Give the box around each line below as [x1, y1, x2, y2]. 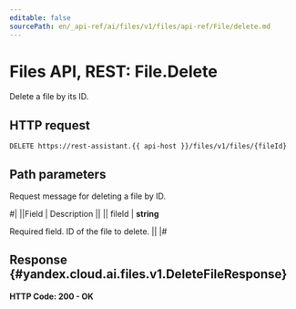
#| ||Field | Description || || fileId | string [9, 209, 159, 220]
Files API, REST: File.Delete [9, 61, 219, 82]
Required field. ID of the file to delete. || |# [9, 226, 168, 237]
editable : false [9, 13, 71, 23]
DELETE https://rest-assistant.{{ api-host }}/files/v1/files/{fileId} [9, 142, 287, 151]
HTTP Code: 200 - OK [9, 291, 94, 302]
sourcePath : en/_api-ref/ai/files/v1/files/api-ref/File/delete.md [9, 22, 271, 31]
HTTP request [9, 118, 91, 133]
